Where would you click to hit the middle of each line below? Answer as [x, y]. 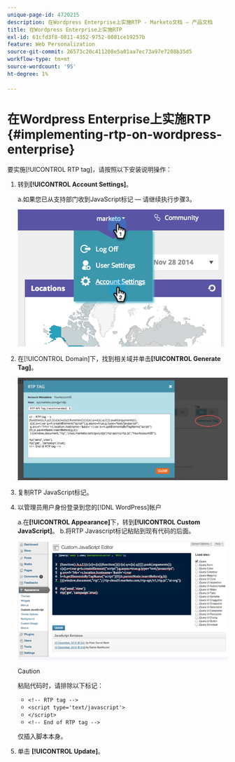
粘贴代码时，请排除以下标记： [60, 685]
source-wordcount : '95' [42, 67]
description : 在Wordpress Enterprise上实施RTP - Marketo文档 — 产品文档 [110, 22]
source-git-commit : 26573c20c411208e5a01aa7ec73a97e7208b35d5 [100, 52]
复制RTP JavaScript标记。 [55, 492]
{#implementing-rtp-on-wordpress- [115, 134]
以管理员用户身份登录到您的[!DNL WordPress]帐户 [90, 508]
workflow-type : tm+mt [39, 60]
